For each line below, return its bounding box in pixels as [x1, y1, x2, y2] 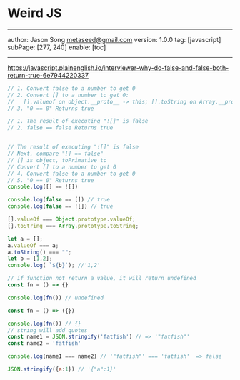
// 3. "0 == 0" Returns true [7, 105, 94, 112]
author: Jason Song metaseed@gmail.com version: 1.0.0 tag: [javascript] [7, 35, 221, 44]
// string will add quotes [7, 326, 88, 334]
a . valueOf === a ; [7, 241, 59, 249]
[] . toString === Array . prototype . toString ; [7, 222, 139, 229]
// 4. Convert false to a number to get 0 [7, 170, 136, 177]
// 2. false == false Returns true [7, 124, 114, 131]
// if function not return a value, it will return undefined [7, 275, 196, 282]
